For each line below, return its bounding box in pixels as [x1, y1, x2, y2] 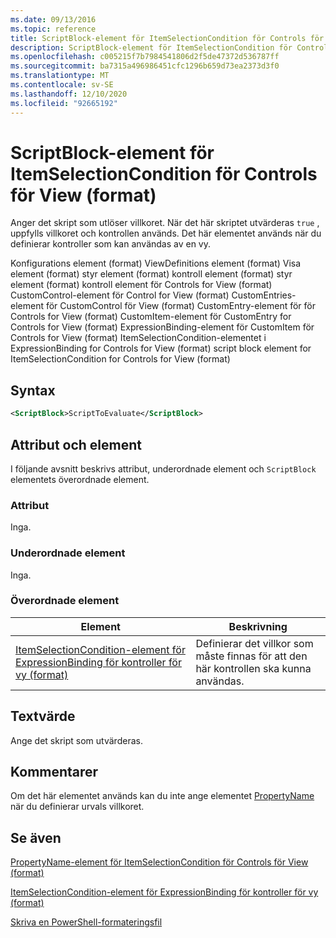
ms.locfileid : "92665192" [10, 98, 118, 108]
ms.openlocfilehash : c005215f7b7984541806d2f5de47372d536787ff [10, 52, 280, 62]
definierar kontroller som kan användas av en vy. [10, 238, 212, 250]
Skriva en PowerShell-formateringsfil [10, 916, 163, 928]
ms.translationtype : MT [10, 71, 110, 81]
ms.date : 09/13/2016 [10, 14, 97, 25]
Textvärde [10, 708, 76, 725]
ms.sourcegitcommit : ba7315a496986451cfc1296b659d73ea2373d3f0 [10, 61, 280, 71]
